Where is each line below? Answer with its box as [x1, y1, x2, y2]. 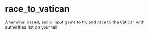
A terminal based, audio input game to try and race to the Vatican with [5, 19, 145, 25]
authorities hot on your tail [5, 24, 58, 30]
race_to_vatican [5, 3, 70, 14]
